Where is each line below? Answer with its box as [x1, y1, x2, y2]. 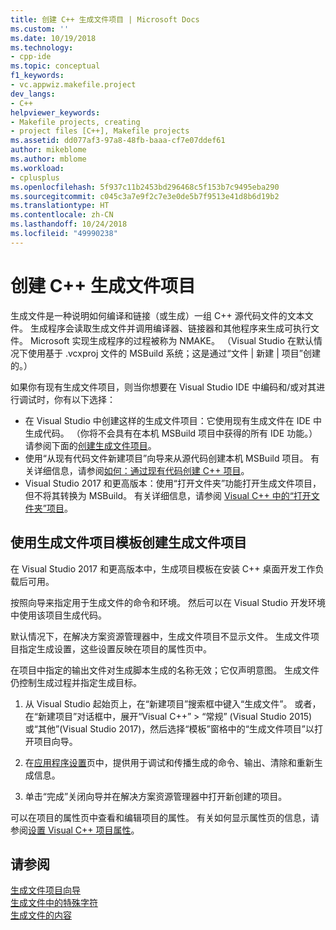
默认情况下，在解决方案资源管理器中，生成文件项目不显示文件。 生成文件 [10, 630, 311, 642]
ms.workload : [10, 163, 65, 173]
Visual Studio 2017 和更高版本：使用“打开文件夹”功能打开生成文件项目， [24, 477, 322, 489]
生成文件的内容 [10, 909, 72, 921]
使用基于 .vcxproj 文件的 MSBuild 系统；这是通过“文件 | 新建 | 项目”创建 [27, 347, 321, 359]
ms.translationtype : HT [10, 201, 110, 211]
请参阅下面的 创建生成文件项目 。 [24, 439, 157, 451]
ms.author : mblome [10, 154, 87, 164]
